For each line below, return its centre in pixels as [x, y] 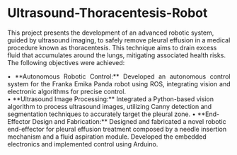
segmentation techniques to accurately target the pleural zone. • [102, 114]
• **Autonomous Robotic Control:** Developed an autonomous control [119, 76]
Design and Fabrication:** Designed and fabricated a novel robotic [129, 121]
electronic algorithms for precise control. [67, 91]
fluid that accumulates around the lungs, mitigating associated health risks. [117, 55]
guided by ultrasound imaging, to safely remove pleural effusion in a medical [119, 40]
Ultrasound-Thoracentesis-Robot [108, 13]
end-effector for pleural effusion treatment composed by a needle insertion [117, 129]
